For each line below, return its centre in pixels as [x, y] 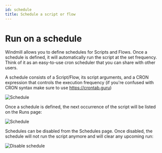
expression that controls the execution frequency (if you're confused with [80, 83]
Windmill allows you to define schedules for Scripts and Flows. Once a [76, 52]
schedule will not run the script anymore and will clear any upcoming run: [79, 136]
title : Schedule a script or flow [40, 14]
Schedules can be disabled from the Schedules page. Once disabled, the [79, 131]
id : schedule [18, 10]
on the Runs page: [24, 112]
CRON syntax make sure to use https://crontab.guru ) [58, 88]
